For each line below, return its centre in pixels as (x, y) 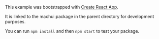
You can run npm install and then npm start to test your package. (72, 31)
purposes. (16, 22)
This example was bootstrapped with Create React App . (62, 7)
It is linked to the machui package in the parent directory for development (79, 16)
